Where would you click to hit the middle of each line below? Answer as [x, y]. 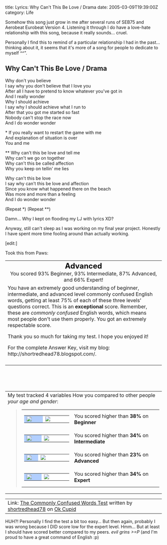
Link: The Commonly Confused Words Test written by [70, 503]
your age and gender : [33, 401]
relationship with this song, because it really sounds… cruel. [67, 33]
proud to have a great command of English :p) [52, 537]
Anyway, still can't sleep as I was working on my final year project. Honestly [83, 228]
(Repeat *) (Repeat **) [28, 209]
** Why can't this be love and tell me [43, 153]
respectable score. [29, 325]
